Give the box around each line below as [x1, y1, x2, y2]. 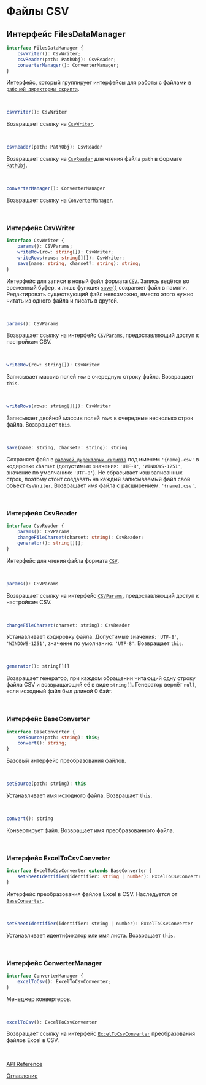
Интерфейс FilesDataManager [6, 29, 126, 39]
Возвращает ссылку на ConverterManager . [6, 196, 114, 204]
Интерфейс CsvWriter [6, 223, 75, 232]
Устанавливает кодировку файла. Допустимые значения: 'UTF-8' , [6, 633, 179, 641]
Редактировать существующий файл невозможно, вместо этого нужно [6, 290, 194, 298]
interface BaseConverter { [6, 728, 75, 735]
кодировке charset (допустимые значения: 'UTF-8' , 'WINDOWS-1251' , [6, 462, 183, 470]
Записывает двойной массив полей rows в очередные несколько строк [6, 414, 194, 422]
